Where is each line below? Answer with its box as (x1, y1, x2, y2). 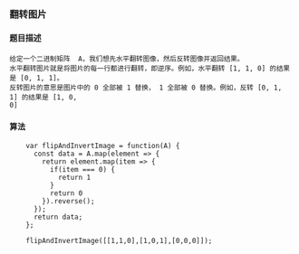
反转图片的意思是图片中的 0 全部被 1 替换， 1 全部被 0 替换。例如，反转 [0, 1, (9, 83, 283, 92)
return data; (33, 212, 83, 222)
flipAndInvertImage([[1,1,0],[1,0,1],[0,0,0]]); (25, 237, 213, 246)
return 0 (49, 189, 83, 198)
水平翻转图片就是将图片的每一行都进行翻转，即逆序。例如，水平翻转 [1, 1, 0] (9, 64, 266, 73)
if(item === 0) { (49, 165, 116, 174)
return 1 (57, 174, 92, 183)
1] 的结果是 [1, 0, (9, 93, 78, 102)
